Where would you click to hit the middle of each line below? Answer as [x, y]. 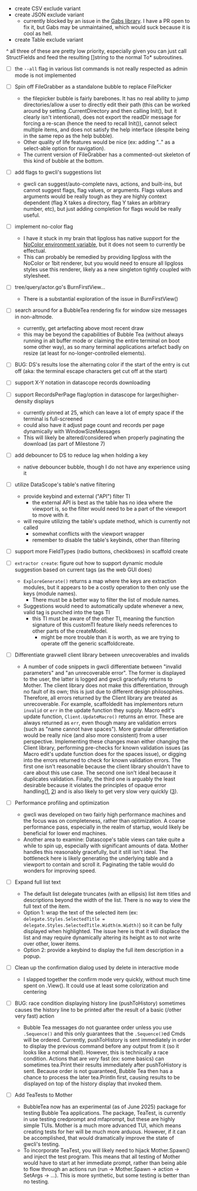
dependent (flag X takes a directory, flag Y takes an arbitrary [96, 203]
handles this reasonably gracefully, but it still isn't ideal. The [96, 852]
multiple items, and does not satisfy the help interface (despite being [106, 130]
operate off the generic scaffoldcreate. [88, 643]
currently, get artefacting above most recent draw [84, 328]
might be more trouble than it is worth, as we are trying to [110, 637]
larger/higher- [162, 394]
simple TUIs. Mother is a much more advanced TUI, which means [102, 1126]
